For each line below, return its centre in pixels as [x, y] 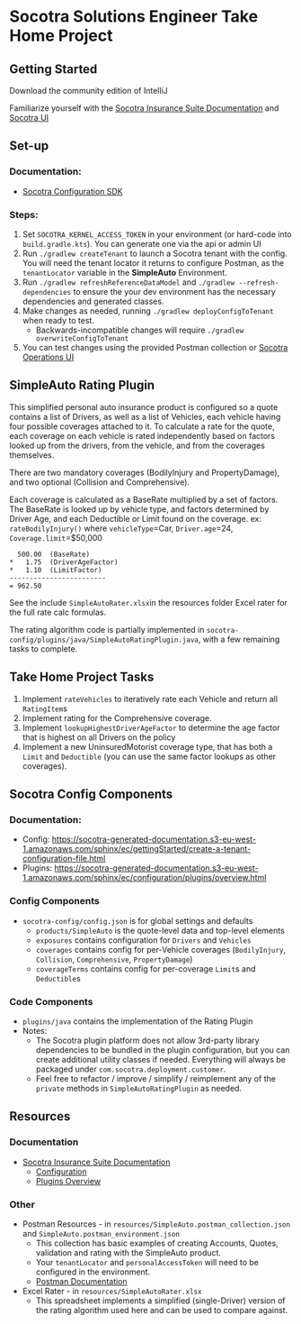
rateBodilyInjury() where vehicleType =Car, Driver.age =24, [121, 528]
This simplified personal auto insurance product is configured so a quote [144, 406]
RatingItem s [44, 708]
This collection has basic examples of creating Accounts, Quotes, [157, 1243]
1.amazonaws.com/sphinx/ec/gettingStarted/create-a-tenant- [137, 849]
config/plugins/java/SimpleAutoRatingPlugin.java [104, 640]
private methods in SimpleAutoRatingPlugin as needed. [139, 1088]
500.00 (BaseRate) [54, 554]
